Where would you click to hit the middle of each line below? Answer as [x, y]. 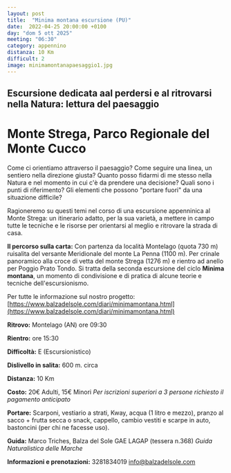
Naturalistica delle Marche [45, 448]
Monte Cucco [47, 149]
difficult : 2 [26, 59]
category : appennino [37, 46]
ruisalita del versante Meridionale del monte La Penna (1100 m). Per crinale [113, 253]
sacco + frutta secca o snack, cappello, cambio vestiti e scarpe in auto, [109, 420]
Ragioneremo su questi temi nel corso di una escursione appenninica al [109, 210]
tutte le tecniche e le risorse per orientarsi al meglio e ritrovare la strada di [112, 225]
